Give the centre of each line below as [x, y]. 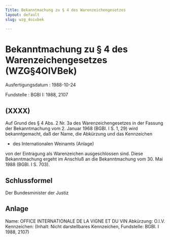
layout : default [22, 15]
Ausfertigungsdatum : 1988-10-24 [41, 85]
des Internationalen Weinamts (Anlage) [53, 144]
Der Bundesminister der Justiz [37, 193]
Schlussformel [29, 181]
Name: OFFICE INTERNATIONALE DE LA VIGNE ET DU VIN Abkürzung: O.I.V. [85, 221]
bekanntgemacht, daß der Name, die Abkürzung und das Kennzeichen [79, 134]
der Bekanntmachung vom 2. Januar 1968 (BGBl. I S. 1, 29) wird [72, 128]
